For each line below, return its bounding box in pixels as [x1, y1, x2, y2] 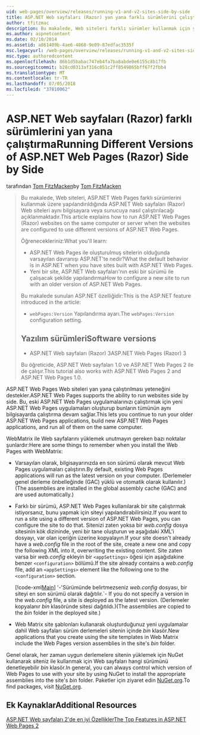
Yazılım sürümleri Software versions [20, 333, 157, 344]
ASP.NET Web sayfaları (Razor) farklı [6, 112, 192, 126]
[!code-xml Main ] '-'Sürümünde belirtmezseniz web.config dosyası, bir [14, 583, 187, 591]
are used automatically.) [14, 490, 74, 498]
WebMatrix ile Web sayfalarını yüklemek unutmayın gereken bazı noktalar [6, 435, 186, 442]
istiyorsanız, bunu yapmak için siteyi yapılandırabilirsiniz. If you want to [14, 508, 187, 516]
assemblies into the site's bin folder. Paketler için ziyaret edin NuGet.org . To [6, 677, 190, 684]
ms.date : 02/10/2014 [6, 36, 58, 42]
